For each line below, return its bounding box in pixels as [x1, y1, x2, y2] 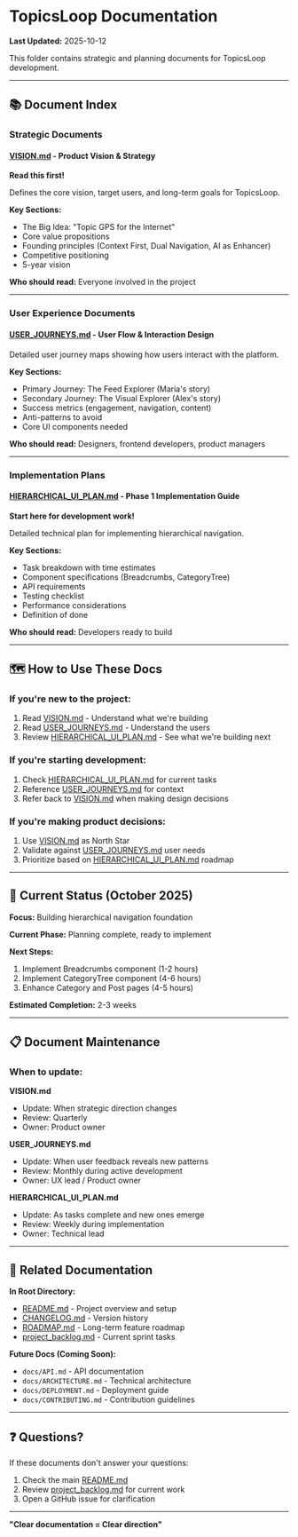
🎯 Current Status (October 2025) [9, 888, 193, 903]
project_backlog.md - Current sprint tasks [21, 1332, 176, 1343]
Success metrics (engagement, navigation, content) [21, 402, 212, 413]
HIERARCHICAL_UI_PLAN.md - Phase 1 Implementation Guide [9, 491, 240, 502]
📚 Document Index [9, 98, 118, 113]
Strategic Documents [9, 129, 104, 141]
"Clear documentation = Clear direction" [9, 1519, 162, 1530]
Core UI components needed [21, 421, 129, 432]
